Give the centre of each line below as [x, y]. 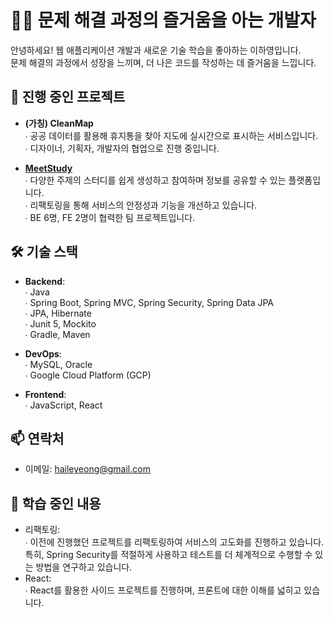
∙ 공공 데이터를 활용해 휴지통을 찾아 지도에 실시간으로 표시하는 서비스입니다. [171, 135]
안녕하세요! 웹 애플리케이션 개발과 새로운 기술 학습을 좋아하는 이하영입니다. [156, 50]
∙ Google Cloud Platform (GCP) [88, 375]
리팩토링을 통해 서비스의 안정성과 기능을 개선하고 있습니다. [143, 205]
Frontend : [45, 394]
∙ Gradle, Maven [57, 334]
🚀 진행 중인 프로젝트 [68, 97]
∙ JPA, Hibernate [58, 313]
